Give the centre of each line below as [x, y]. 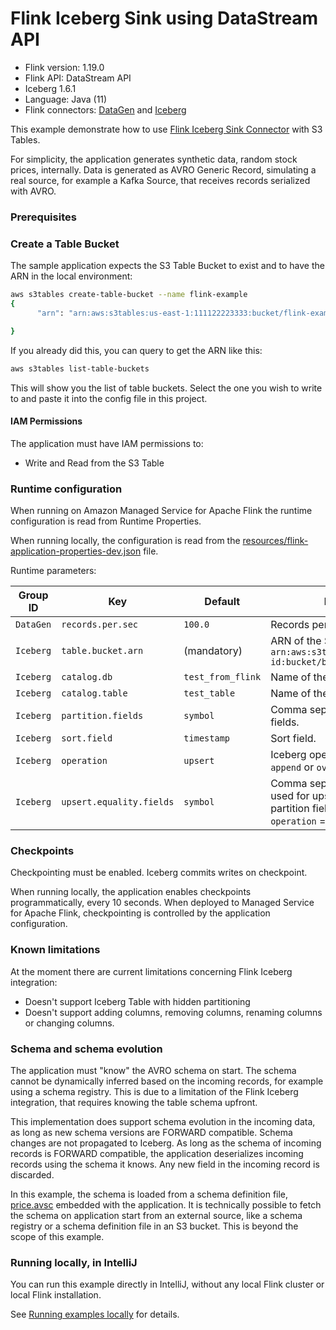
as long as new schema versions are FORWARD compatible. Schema [151, 1132]
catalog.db [87, 677]
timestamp [207, 738]
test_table [209, 693]
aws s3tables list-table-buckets [80, 368]
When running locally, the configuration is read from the [125, 541]
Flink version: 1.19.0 [64, 67]
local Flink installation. [56, 1295]
